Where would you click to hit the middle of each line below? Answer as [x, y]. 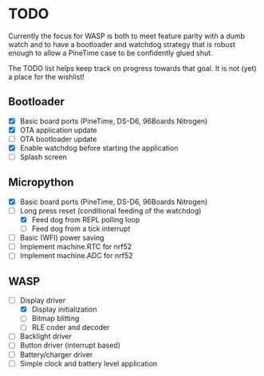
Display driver [43, 300]
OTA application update [58, 130]
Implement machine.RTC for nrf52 [76, 247]
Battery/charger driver [56, 354]
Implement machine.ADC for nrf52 [76, 256]
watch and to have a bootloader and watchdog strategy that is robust [122, 44]
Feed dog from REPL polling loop [86, 219]
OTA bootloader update [58, 139]
